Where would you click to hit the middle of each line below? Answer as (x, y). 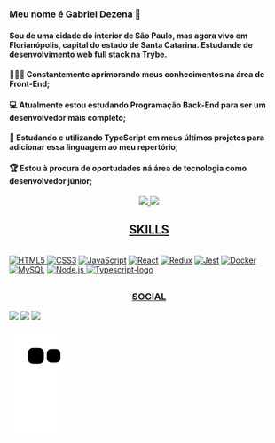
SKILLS (149, 229)
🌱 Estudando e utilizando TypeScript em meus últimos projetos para (137, 138)
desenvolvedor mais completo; (68, 117)
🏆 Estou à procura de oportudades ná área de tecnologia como (128, 168)
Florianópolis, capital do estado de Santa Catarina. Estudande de (131, 44)
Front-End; (30, 84)
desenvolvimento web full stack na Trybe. (88, 54)
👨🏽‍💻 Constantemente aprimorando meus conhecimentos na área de (137, 75)
